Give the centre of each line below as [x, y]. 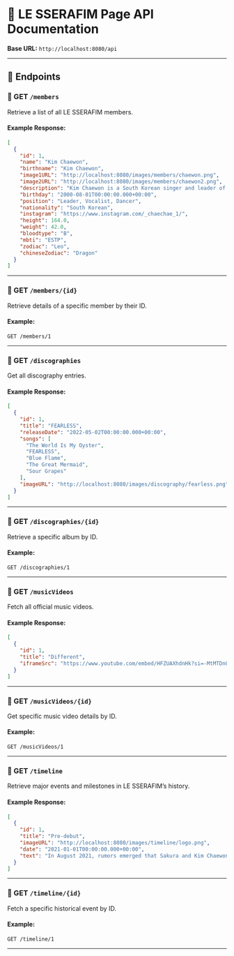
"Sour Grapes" [46, 471]
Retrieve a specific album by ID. [53, 537]
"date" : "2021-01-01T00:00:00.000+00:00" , [82, 849]
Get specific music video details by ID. [62, 716]
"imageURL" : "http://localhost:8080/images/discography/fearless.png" [124, 484]
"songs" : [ [36, 439]
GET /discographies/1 [39, 567]
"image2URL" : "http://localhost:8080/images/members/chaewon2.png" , [121, 182]
